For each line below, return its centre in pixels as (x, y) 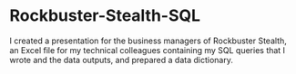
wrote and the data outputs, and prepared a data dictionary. (122, 60)
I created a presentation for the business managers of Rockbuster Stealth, (148, 41)
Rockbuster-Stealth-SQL (105, 16)
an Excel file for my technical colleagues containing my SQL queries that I (147, 50)
